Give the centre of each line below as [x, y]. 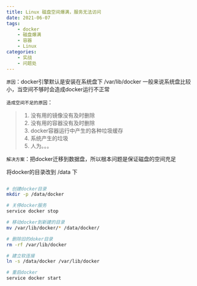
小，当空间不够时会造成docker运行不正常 [58, 89]
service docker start [34, 278]
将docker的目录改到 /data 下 [42, 171]
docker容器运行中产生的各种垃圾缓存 [77, 130]
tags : [13, 23]
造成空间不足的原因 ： [30, 102]
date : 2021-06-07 [28, 18]
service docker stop [33, 211]
